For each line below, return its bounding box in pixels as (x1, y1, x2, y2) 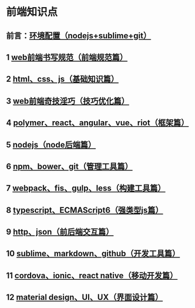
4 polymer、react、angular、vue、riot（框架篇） (6, 118, 189, 128)
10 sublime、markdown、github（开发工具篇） (6, 249, 180, 259)
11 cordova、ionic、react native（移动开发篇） (6, 270, 178, 280)
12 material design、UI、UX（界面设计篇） (6, 292, 163, 303)
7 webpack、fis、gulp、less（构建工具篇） (6, 183, 166, 193)
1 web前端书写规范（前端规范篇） (6, 52, 128, 62)
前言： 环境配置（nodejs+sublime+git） (6, 31, 152, 41)
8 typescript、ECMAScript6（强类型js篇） (6, 205, 163, 215)
